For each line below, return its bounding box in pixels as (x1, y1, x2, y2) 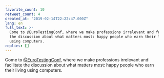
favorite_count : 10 (5, 7, 45, 12)
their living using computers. (5, 67, 62, 73)
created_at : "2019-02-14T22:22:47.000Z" (5, 16, 89, 21)
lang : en (5, 20, 23, 26)
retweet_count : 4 (5, 12, 41, 17)
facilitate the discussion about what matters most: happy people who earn (5, 62, 154, 68)
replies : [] (5, 43, 29, 48)
